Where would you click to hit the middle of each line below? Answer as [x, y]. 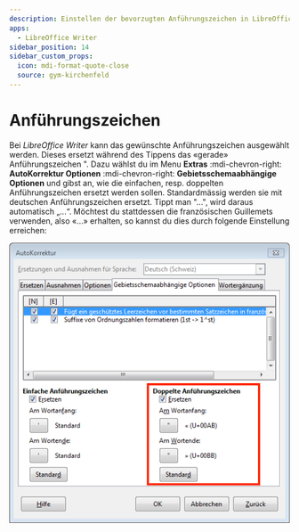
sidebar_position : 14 [49, 47]
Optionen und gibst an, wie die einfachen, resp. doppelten [117, 183]
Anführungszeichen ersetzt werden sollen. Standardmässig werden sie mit [146, 192]
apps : [19, 28]
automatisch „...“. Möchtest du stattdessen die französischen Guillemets [141, 211]
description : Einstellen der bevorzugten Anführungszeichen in [129, 19]
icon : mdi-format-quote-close [73, 66]
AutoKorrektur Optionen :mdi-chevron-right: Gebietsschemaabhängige [143, 173]
